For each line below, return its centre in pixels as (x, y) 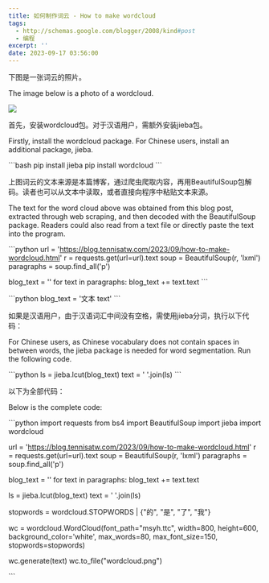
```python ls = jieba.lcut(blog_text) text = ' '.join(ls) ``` (95, 374)
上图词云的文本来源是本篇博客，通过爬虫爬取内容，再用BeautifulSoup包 (126, 182)
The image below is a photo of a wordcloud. (81, 93)
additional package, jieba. (51, 149)
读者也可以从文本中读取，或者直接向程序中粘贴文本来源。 (117, 192)
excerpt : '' (28, 46)
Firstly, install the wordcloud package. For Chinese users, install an (119, 141)
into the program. (37, 234)
